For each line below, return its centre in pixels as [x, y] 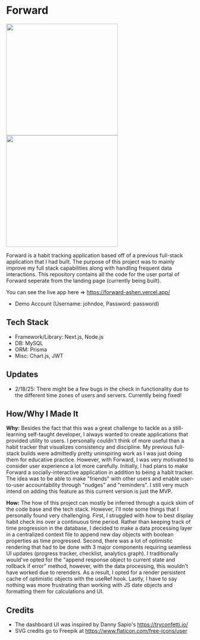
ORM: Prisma [31, 349]
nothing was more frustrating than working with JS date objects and [90, 585]
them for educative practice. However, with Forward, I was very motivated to [100, 460]
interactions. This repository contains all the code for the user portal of [93, 274]
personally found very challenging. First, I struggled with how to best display [100, 516]
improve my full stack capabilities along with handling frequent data [89, 268]
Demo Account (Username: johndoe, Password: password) [87, 304]
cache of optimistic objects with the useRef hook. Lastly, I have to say [92, 579]
